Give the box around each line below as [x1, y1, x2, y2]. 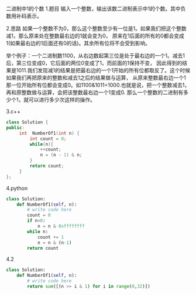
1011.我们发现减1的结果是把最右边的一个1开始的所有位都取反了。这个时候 [16, 67, 191, 73]
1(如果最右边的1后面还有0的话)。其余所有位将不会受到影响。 [6, 40, 151, 46]
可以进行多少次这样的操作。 [28, 96, 95, 103]
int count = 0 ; [29, 136, 67, 142]
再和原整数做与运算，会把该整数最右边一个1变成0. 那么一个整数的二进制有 [6, 89, 184, 96]
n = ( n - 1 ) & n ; [40, 152, 82, 158]
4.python [6, 185, 28, 192]
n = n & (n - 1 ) [37, 240, 72, 246]
